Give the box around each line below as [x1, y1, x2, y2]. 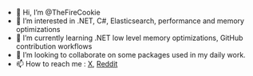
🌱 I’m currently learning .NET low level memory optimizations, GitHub [15, 33, 243, 42]
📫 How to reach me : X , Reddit [15, 59, 118, 68]
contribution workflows [15, 42, 93, 51]
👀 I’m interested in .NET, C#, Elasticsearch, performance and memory [15, 16, 245, 26]
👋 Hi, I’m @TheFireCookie [15, 8, 101, 17]
